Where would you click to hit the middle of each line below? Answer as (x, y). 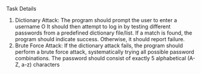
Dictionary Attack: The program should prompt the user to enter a (96, 20)
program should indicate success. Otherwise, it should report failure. (100, 39)
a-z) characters (40, 64)
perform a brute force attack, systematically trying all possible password (104, 52)
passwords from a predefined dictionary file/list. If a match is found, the (103, 33)
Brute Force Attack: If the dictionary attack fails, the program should (99, 45)
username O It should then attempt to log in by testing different (93, 27)
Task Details (21, 9)
